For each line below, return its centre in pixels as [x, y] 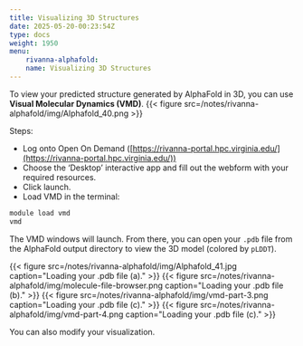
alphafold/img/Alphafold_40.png [69, 113]
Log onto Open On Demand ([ [78, 148]
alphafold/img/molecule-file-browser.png [86, 285]
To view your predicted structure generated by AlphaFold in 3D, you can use [151, 94]
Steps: [21, 130]
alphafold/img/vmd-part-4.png [66, 314]
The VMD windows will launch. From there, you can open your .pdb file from [151, 239]
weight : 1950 [34, 43]
